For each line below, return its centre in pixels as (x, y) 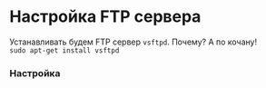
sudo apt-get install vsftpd (64, 50)
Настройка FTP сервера (105, 17)
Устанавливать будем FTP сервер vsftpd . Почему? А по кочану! (133, 42)
